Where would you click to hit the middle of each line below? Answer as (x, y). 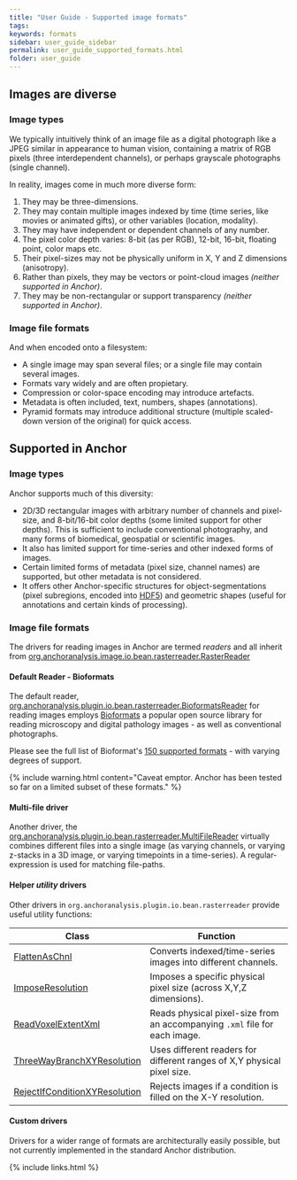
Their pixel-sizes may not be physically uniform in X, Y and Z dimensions (154, 258)
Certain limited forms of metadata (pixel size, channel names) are (141, 567)
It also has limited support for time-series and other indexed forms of (148, 548)
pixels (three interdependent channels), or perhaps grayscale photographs (145, 158)
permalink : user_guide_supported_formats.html (96, 50)
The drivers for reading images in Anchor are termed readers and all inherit (146, 647)
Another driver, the (43, 827)
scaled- (259, 411)
